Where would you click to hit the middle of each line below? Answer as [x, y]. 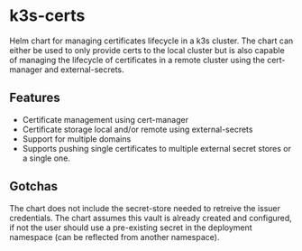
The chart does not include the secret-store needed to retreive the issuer [145, 208]
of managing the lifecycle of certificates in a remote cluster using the [137, 60]
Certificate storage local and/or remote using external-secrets [137, 129]
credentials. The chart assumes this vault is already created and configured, [151, 218]
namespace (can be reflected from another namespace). [114, 237]
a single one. [46, 158]
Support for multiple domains [77, 139]
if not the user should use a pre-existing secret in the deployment [131, 228]
